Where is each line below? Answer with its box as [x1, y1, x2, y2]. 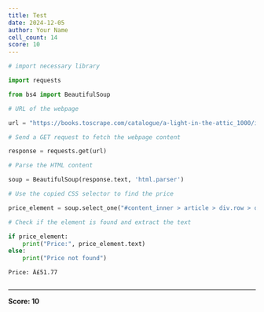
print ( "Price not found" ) [22, 255, 108, 262]
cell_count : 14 [8, 33, 58, 42]
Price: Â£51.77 [8, 269, 58, 277]
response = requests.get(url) [8, 147, 108, 156]
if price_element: [8, 233, 68, 240]
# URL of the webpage [8, 105, 79, 112]
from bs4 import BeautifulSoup [8, 90, 111, 98]
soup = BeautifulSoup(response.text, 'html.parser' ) [8, 176, 185, 184]
